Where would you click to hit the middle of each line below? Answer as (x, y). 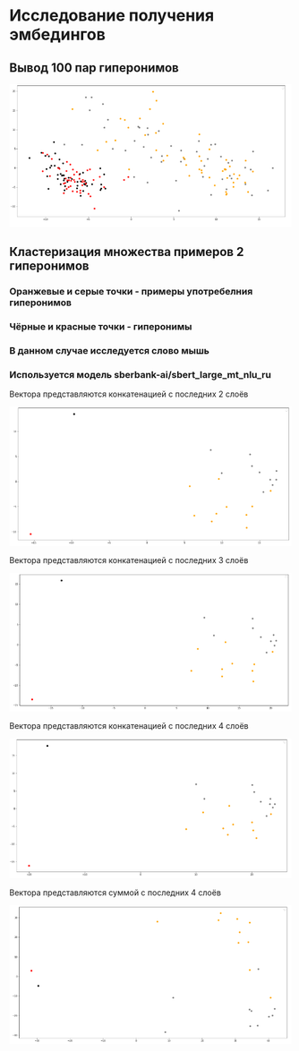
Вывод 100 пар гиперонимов (94, 68)
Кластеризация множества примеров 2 (127, 252)
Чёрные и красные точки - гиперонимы (101, 326)
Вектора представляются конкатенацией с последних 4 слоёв (129, 726)
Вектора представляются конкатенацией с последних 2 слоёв (129, 394)
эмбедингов (57, 34)
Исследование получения (112, 16)
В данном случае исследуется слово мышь (110, 350)
